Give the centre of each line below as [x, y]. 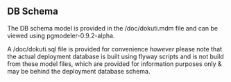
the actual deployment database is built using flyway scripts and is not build [115, 56]
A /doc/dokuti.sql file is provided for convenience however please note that [115, 49]
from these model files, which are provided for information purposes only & [114, 64]
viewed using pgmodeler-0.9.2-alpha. [61, 35]
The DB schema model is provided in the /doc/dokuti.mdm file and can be [113, 28]
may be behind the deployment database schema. [79, 71]
